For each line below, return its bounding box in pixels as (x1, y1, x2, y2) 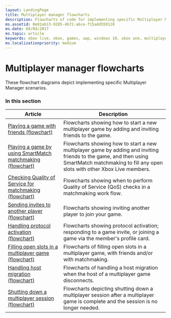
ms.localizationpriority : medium (5, 41, 76, 46)
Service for (8, 180, 35, 187)
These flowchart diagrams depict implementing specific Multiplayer (5, 79, 147, 85)
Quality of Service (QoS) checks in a (63, 183, 151, 190)
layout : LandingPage (5, 7, 49, 13)
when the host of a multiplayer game (63, 270, 151, 277)
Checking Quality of (8, 174, 55, 181)
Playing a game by (8, 143, 52, 150)
